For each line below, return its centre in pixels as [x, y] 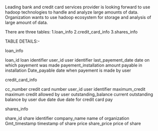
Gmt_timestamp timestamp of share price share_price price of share [73, 123]
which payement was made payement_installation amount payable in [74, 65]
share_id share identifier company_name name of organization [67, 118]
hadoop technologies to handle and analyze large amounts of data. [72, 12]
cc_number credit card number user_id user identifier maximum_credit [75, 89]
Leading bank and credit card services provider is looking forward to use [78, 7]
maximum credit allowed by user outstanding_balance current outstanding [79, 94]
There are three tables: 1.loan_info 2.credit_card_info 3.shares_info [71, 32]
